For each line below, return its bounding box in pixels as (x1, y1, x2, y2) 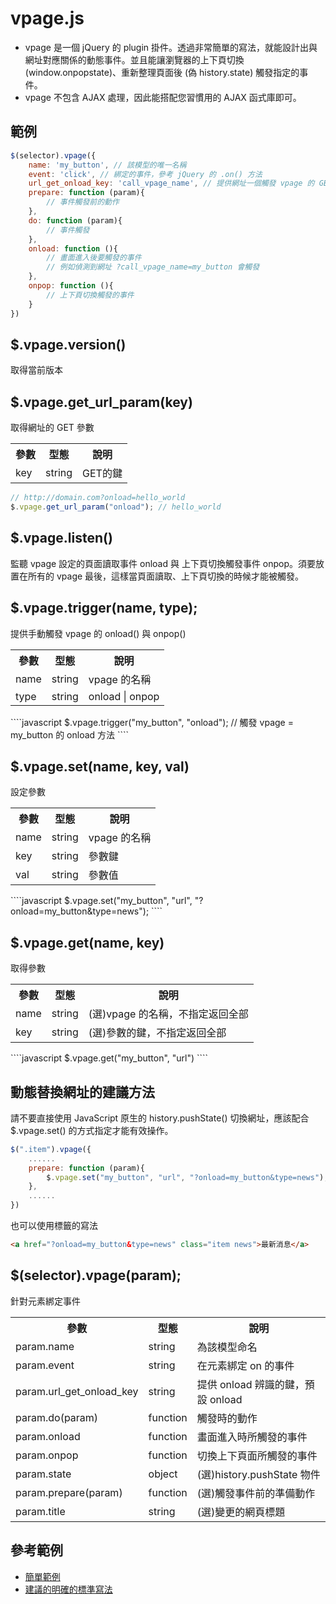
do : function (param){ (28, 215, 123, 226)
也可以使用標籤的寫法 (10, 1220, 98, 1232)
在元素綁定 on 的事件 (196, 1358, 295, 1372)
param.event (15, 1358, 75, 1372)
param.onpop (15, 1448, 79, 1462)
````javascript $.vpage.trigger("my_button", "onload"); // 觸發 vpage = (10, 716, 294, 728)
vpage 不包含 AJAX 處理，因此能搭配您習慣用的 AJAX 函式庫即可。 (24, 91, 302, 103)
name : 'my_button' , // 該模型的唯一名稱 (28, 160, 187, 170)
